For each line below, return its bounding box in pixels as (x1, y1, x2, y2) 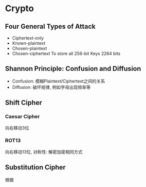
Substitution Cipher (5, 163, 66, 171)
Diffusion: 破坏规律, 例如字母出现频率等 (12, 84, 91, 90)
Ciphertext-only (12, 35, 44, 41)
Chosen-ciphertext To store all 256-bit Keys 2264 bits (12, 51, 121, 56)
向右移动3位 (5, 125, 29, 131)
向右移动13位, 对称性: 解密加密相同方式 (5, 149, 83, 154)
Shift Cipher (5, 99, 42, 107)
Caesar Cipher (5, 113, 40, 120)
